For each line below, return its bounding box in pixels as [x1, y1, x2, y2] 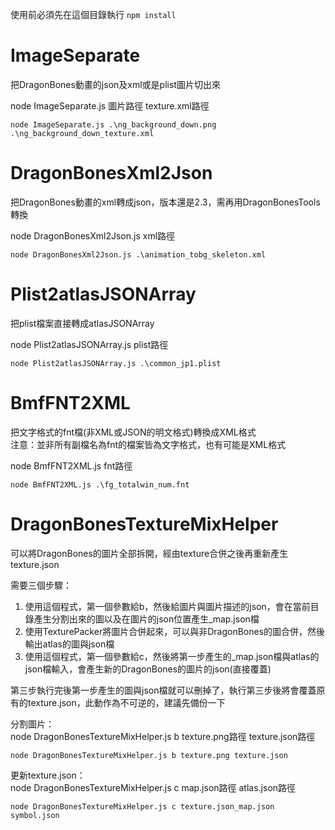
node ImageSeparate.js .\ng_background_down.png [10, 119, 217, 130]
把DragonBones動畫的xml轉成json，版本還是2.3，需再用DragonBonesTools [10, 196, 321, 208]
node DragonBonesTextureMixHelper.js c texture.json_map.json [10, 801, 275, 812]
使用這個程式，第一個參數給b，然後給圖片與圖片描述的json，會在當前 [24, 600, 311, 612]
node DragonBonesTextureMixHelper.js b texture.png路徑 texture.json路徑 [10, 730, 316, 742]
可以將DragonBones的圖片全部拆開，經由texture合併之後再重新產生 [10, 547, 289, 559]
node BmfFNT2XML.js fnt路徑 [10, 459, 133, 472]
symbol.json [10, 810, 60, 820]
